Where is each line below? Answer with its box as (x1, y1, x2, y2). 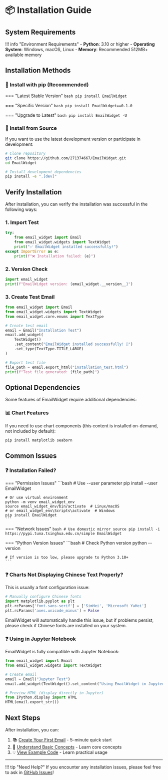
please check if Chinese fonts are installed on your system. (5, 622, 127, 628)
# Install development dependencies (5, 169, 81, 174)
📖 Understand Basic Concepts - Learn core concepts (12, 744, 122, 750)
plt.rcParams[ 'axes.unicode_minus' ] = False (5, 608, 99, 613)
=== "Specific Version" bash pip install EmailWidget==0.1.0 (5, 102, 132, 108)
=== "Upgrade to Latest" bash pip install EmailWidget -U (5, 112, 127, 118)
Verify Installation (5, 188, 62, 196)
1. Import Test (5, 219, 39, 226)
